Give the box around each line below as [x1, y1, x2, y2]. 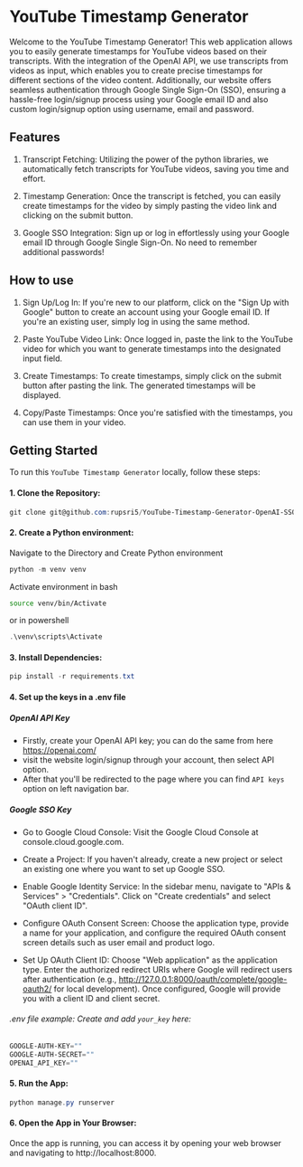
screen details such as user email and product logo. [22, 936, 216, 947]
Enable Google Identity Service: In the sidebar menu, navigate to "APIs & [22, 880, 291, 892]
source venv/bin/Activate [9, 599, 106, 608]
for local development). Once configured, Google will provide [53, 983, 281, 994]
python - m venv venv [9, 565, 87, 574]
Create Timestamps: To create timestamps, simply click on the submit [22, 370, 282, 381]
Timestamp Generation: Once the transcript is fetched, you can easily [22, 190, 281, 201]
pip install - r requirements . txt [9, 672, 135, 681]
